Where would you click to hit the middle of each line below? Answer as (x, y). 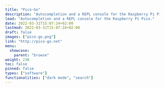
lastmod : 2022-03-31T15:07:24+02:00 (42, 28)
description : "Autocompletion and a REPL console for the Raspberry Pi (80, 14)
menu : (11, 46)
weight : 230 (17, 60)
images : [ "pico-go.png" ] (30, 37)
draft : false (18, 32)
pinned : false (20, 69)
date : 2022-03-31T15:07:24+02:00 (39, 23)
